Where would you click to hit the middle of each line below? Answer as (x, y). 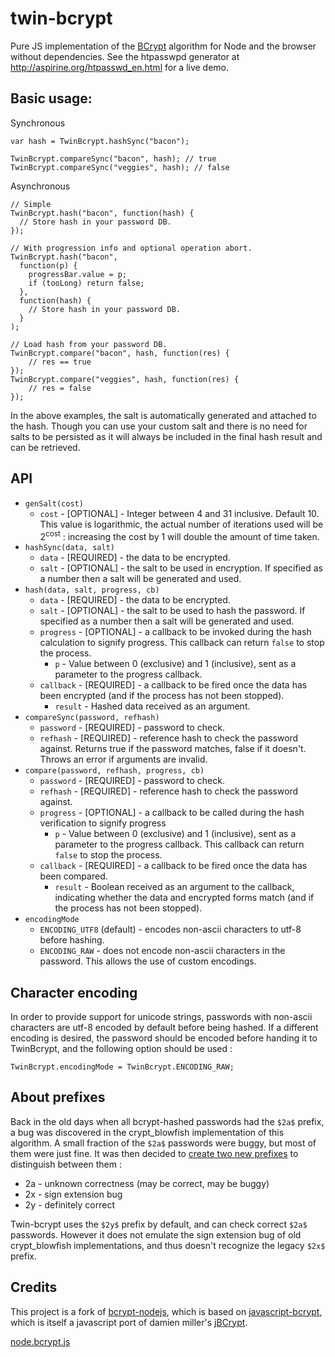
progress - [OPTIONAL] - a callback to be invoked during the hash (175, 632)
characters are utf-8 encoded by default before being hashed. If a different (164, 1028)
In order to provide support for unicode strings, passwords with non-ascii (161, 1017)
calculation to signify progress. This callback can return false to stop (182, 643)
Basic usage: (51, 98)
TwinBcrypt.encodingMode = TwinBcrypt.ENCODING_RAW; (122, 1067)
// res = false (60, 388)
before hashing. (72, 940)
